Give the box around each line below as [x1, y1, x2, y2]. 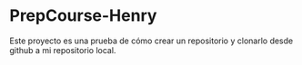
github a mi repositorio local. [9, 44, 116, 55]
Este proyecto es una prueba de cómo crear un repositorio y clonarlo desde [9, 35, 294, 46]
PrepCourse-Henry [9, 5, 157, 26]
